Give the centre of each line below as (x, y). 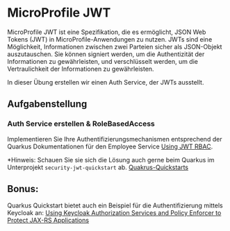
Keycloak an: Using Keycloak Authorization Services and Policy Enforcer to (114, 213)
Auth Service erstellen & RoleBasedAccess (81, 124)
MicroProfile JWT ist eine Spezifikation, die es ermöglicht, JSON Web (107, 32)
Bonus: (23, 189)
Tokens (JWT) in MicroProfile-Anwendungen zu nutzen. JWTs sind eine (110, 39)
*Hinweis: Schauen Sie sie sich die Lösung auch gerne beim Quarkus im (111, 160)
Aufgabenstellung (47, 104)
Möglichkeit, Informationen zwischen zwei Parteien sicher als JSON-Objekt (115, 46)
